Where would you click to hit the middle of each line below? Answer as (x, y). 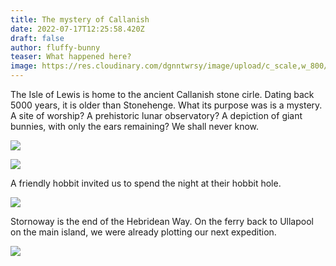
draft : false (37, 38)
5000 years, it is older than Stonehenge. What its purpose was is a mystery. (166, 105)
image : (24, 66)
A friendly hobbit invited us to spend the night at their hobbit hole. (146, 183)
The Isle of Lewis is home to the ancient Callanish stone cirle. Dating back (162, 94)
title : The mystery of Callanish (80, 19)
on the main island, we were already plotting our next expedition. (143, 232)
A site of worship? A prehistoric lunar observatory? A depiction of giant (156, 115)
